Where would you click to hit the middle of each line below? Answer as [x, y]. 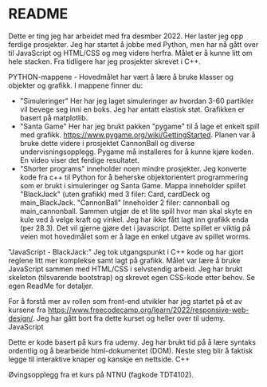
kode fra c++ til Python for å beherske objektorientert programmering [134, 177]
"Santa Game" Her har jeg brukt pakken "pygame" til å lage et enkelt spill [139, 126]
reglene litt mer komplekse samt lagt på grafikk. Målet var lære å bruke [124, 260]
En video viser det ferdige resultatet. [79, 160]
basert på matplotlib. [54, 117]
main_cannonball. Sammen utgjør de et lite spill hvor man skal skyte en [136, 211]
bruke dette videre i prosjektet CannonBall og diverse [107, 143]
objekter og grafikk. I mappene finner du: [76, 85]
